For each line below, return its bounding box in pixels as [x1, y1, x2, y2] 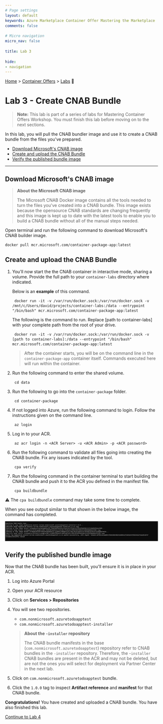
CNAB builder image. [5, 233, 47, 238]
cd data [14, 380, 30, 385]
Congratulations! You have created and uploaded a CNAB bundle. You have [5, 699, 158, 705]
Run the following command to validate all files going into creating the [12, 449, 152, 455]
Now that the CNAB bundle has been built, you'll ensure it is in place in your [5, 564, 156, 570]
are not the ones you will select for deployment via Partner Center [24, 661, 156, 667]
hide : [5, 59, 16, 64]
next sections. [16, 122, 45, 128]
